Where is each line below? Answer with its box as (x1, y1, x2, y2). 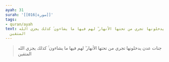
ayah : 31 (5, 7, 24, 13)
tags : (5, 17, 17, 22)
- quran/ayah (5, 21, 33, 27)
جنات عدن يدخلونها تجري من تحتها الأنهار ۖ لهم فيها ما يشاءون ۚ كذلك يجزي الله (17, 45, 162, 51)
